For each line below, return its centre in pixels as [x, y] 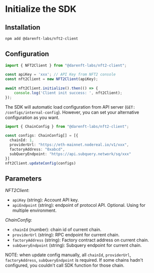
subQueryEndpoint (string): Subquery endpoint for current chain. [77, 245]
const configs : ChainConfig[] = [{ [42, 136]
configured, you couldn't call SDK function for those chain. [65, 266]
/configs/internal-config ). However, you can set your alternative [72, 112]
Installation [23, 27]
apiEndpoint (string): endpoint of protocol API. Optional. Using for [79, 205]
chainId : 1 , [22, 140]
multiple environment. [34, 210]
